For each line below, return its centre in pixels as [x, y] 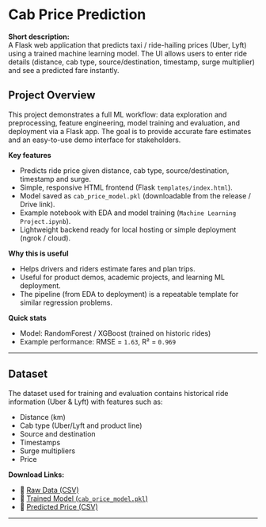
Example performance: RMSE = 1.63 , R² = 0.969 [98, 341]
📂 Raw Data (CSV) [49, 490]
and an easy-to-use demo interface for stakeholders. [95, 140]
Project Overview [52, 96]
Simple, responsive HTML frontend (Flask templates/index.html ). [126, 187]
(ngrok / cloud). [45, 238]
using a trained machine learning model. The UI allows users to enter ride [128, 53]
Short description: [39, 37]
